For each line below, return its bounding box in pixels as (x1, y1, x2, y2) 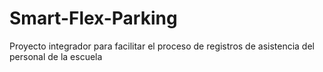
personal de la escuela (9, 50, 103, 62)
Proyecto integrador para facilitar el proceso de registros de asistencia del (9, 40, 315, 52)
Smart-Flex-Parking (9, 7, 178, 30)
